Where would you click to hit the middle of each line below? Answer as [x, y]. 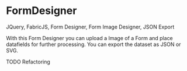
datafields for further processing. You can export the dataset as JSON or [93, 44]
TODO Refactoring [28, 62]
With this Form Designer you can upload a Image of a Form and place [90, 38]
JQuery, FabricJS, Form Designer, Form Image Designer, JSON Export [90, 27]
